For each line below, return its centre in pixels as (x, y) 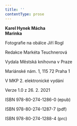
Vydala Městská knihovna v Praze (39, 62)
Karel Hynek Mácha (25, 28)
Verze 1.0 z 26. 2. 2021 (28, 90)
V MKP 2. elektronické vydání (34, 81)
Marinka (14, 33)
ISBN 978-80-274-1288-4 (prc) (36, 118)
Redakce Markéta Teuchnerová (36, 52)
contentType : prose (25, 14)
